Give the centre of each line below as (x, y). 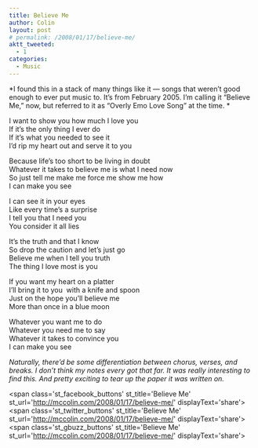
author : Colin (32, 23)
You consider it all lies (44, 226)
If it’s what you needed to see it (60, 137)
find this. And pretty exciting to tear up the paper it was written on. (116, 378)
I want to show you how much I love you (74, 120)
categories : (28, 60)
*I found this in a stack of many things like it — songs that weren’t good (125, 89)
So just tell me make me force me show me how (86, 177)
